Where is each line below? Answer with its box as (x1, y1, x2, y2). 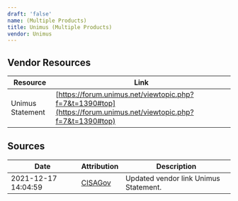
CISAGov (81, 178, 111, 188)
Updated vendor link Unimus (125, 173, 221, 183)
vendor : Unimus (7, 30, 52, 38)
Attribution (81, 161, 119, 171)
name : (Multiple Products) (7, 17, 87, 24)
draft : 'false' (7, 10, 52, 18)
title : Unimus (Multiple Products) (7, 23, 113, 31)
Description (156, 161, 197, 171)
